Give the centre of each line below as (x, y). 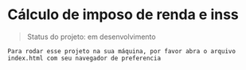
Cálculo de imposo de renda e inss (123, 15)
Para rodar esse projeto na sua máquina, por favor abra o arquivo (122, 51)
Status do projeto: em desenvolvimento (91, 37)
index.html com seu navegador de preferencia (84, 58)
